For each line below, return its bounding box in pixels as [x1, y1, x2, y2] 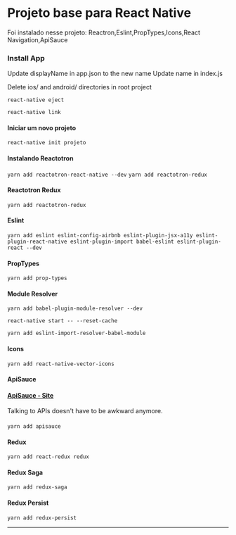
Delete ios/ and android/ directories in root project [7, 83, 152, 92]
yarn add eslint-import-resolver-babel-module [7, 329, 146, 337]
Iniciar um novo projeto [7, 123, 76, 132]
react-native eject [7, 96, 65, 103]
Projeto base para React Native [7, 5, 192, 21]
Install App [7, 53, 46, 63]
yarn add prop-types [7, 275, 68, 282]
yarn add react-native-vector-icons [7, 360, 114, 367]
